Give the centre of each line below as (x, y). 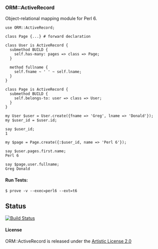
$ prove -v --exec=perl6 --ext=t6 (41, 191)
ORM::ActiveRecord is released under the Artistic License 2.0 (68, 241)
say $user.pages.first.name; (36, 151)
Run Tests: (17, 180)
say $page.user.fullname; (32, 165)
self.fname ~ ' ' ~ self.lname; (48, 72)
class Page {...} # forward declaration (48, 37)
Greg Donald (18, 169)
